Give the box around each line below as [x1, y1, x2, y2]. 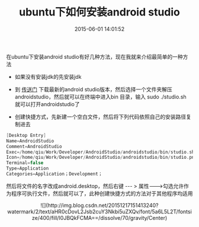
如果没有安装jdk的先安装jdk [14, 73, 82, 80]
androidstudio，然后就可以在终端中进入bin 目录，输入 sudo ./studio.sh [14, 93, 187, 100]
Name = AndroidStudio [6, 138, 54, 144]
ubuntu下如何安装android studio [18, 5, 181, 19]
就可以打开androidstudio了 [14, 100, 80, 107]
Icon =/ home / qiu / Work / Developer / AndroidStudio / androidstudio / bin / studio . [6, 155, 190, 161]
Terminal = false [6, 160, 44, 166]
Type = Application [6, 165, 49, 172]
